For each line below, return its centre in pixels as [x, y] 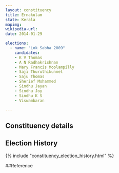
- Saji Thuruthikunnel [39, 72]
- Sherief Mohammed [35, 82]
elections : [17, 43]
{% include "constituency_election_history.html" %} [60, 156]
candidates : [27, 53]
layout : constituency [28, 10]
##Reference [19, 165]
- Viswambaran [29, 101]
